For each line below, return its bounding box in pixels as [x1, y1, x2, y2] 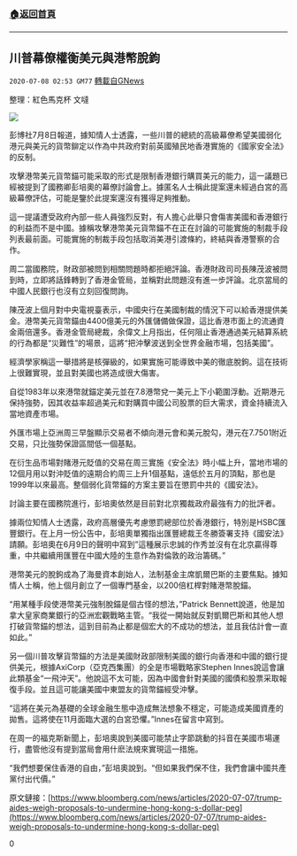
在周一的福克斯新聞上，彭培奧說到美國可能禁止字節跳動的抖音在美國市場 [9, 733, 272, 744]
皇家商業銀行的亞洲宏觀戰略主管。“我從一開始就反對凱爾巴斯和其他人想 [24, 610, 285, 621]
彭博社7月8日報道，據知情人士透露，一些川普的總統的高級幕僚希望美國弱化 [9, 130, 282, 141]
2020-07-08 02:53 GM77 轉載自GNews [9, 75, 145, 86]
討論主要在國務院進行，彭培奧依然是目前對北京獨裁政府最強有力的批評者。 [9, 498, 280, 509]
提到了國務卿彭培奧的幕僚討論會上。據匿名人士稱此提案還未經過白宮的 [24, 181, 280, 192]
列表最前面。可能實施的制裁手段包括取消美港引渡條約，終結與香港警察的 [9, 234, 272, 244]
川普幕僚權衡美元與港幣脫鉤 [9, 50, 161, 66]
